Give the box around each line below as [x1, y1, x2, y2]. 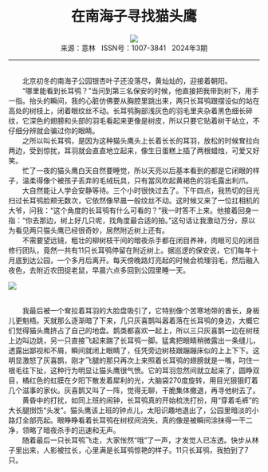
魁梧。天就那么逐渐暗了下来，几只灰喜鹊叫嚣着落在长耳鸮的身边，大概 [22, 316, 253, 325]
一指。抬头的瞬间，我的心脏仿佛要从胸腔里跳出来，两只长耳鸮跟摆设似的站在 [8, 96, 260, 105]
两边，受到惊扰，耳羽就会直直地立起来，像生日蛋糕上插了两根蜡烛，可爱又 [8, 145, 253, 155]
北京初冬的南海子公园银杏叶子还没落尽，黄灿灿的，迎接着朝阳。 [22, 76, 232, 85]
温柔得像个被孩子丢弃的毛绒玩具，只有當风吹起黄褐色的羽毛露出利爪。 [22, 175, 253, 185]
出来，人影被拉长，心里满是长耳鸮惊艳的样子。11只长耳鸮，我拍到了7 [22, 445, 249, 454]
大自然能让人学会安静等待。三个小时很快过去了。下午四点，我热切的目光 [22, 185, 260, 195]
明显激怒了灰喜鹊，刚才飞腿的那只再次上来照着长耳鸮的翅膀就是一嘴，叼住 [8, 356, 253, 365]
